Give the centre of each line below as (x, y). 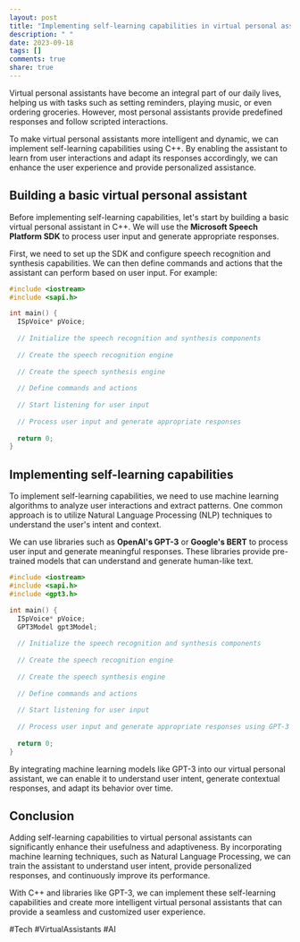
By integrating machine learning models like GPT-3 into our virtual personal (147, 769)
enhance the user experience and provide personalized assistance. (133, 167)
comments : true (37, 59)
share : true (31, 68)
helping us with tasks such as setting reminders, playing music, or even (141, 102)
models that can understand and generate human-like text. (145, 561)
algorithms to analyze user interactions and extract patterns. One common (146, 506)
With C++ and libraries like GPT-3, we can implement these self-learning (143, 893)
